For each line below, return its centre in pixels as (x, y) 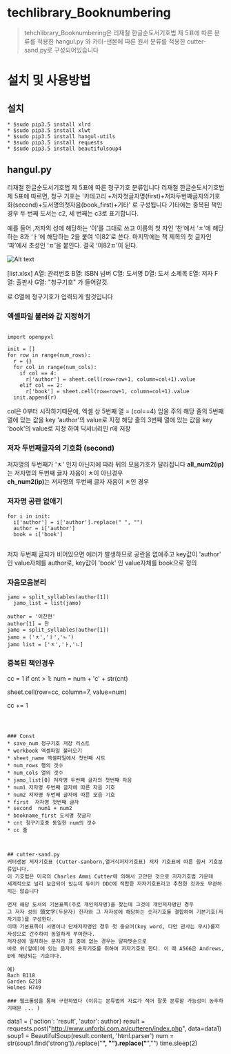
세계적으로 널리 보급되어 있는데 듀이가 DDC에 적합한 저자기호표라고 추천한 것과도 (106, 884)
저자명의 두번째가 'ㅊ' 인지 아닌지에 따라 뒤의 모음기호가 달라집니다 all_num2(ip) (115, 464)
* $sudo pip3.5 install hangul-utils (61, 136)
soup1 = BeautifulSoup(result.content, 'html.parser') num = (91, 1036)
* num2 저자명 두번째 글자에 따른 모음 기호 (61, 795)
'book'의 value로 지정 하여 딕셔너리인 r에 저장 (69, 429)
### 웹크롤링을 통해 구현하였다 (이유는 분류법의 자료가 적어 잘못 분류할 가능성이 (107, 1001)
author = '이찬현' (31, 617)
